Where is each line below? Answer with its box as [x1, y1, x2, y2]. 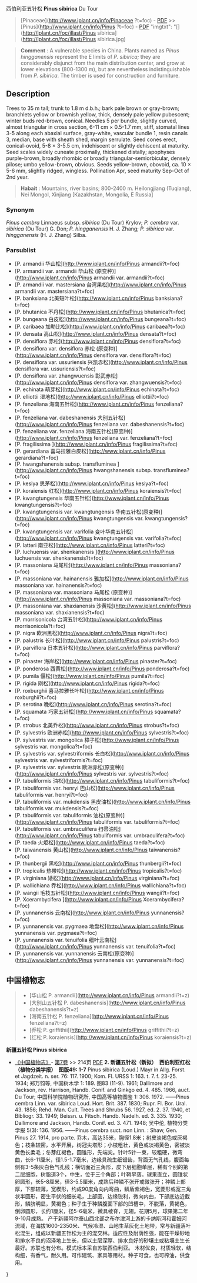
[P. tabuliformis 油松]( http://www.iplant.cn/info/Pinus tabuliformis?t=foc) [14, 777, 190, 784]
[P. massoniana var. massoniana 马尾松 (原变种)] [14, 589, 132, 596]
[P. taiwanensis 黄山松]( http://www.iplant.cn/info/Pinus [14, 846, 148, 854]
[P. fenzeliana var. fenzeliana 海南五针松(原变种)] [14, 428, 133, 435]
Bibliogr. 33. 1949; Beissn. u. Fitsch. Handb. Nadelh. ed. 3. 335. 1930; [14, 1112, 182, 1120]
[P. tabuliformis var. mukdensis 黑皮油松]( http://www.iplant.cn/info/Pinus [14, 798, 191, 806]
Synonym [6, 205, 34, 213]
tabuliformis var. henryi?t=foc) [14, 791, 88, 798]
